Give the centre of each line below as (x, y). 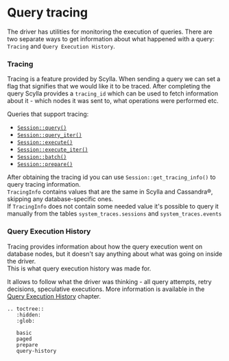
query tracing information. (44, 185)
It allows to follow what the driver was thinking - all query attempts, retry (109, 281)
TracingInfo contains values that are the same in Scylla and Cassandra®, (110, 192)
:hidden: (28, 315)
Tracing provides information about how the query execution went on (105, 246)
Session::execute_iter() (52, 150)
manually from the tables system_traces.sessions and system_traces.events (114, 213)
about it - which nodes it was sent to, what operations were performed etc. (113, 101)
